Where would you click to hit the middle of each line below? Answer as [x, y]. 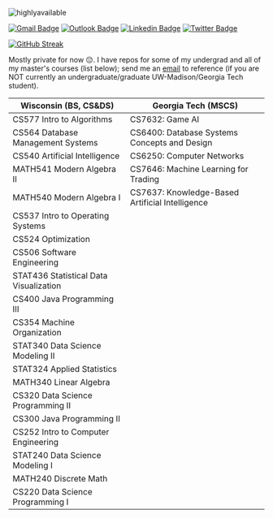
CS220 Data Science [53, 492]
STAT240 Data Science [57, 455]
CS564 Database [45, 132]
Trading [145, 179]
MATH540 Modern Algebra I [67, 197]
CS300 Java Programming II [66, 419]
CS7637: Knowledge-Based [184, 192]
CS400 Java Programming [63, 299]
